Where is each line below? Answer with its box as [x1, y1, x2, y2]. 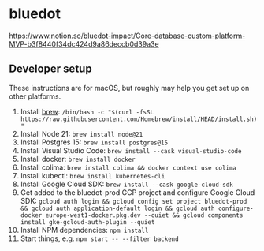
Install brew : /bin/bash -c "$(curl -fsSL [20, 107, 154, 116]
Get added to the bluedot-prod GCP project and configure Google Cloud [20, 187, 255, 197]
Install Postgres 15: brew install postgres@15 [20, 137, 169, 147]
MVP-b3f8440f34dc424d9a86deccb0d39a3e [9, 39, 160, 48]
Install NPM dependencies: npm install [20, 225, 149, 234]
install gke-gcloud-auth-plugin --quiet [20, 218, 155, 226]
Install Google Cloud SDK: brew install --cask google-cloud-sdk [20, 179, 233, 189]
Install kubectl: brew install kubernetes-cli [20, 170, 165, 180]
